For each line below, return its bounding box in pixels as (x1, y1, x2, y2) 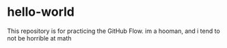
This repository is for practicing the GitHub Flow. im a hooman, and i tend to (7, 27, 220, 35)
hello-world (7, 4, 75, 20)
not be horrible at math (7, 34, 72, 42)
